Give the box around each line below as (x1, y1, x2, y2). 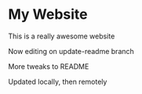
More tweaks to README (8, 61, 89, 71)
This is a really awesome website (8, 31, 115, 41)
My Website (8, 5, 88, 23)
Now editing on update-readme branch (8, 46, 135, 56)
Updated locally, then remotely (8, 77, 107, 86)
